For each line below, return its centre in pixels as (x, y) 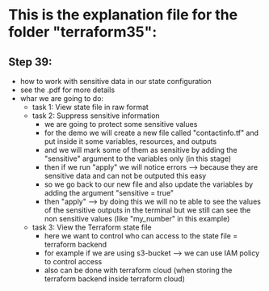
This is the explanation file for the (123, 15)
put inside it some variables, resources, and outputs (130, 141)
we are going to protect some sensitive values (121, 124)
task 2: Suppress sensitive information (96, 116)
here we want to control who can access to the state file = (141, 236)
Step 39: (30, 62)
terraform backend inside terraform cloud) (115, 279)
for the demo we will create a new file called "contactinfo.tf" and (151, 133)
